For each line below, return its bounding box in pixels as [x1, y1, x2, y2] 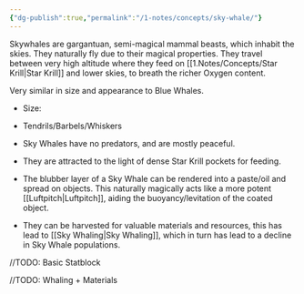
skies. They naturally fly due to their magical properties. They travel [9, 47, 263, 59]
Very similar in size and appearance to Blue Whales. [9, 85, 205, 96]
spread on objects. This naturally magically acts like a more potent [22, 183, 271, 194]
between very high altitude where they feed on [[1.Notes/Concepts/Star [9, 57, 278, 68]
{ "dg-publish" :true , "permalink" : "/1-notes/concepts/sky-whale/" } [9, 13, 262, 23]
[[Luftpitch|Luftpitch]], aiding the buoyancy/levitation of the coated [22, 192, 273, 203]
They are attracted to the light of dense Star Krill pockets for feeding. [22, 156, 282, 167]
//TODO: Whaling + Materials [9, 274, 118, 285]
